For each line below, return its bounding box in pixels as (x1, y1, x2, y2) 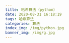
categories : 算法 (5, 21, 40, 26)
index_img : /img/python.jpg (5, 26, 64, 31)
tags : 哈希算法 (5, 16, 34, 21)
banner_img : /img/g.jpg (5, 30, 55, 35)
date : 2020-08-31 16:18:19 (5, 12, 62, 17)
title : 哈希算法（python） (5, 7, 57, 12)
